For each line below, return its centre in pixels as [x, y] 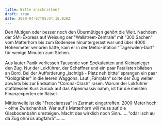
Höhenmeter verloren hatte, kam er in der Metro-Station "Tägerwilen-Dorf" [80, 48]
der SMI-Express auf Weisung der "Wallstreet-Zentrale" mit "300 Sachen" [79, 37]
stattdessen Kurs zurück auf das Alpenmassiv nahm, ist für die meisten [76, 89]
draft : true [17, 14]
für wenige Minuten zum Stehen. [38, 53]
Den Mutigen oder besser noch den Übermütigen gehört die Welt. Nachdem [81, 32]
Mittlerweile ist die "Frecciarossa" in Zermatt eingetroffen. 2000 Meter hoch [81, 103]
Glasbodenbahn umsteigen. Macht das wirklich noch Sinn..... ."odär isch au [80, 113]
